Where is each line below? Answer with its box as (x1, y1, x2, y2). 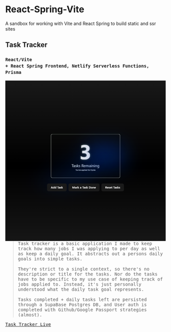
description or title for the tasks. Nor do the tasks (17, 271, 158, 277)
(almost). (17, 312, 42, 318)
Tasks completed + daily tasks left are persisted (17, 296, 147, 302)
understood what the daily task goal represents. (17, 286, 144, 292)
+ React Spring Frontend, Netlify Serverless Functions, (5, 63, 150, 69)
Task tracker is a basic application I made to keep (17, 240, 153, 246)
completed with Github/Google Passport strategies (17, 307, 147, 313)
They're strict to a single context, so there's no (17, 266, 150, 272)
